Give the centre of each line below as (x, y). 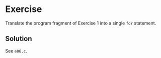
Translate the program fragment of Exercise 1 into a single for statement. (81, 23)
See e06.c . (16, 50)
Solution (19, 39)
